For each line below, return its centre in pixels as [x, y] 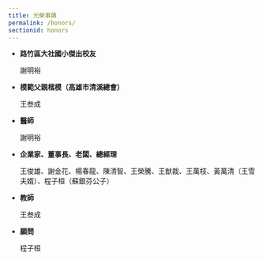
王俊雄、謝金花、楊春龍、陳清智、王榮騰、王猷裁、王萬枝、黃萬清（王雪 [137, 171]
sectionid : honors [38, 30]
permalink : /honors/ [42, 23]
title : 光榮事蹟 [32, 15]
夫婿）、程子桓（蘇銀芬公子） [66, 181]
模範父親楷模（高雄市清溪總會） [71, 87]
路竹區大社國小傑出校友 [58, 54]
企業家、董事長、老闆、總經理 [68, 154]
